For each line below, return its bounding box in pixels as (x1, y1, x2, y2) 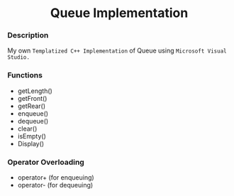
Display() (17, 139, 45, 148)
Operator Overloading (7, 157, 85, 167)
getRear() (17, 102, 46, 110)
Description (7, 31, 49, 40)
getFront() (17, 94, 48, 102)
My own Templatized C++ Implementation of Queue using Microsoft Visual (7, 46, 227, 55)
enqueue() (17, 109, 48, 118)
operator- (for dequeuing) (17, 181, 94, 190)
